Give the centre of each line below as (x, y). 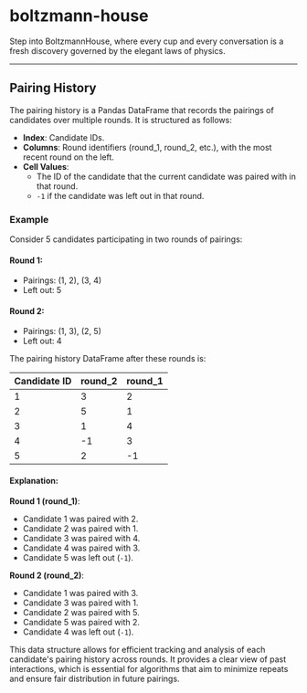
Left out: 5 (42, 290)
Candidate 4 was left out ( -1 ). (78, 632)
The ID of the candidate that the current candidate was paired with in (166, 176)
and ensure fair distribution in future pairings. (95, 678)
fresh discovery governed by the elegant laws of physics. (117, 50)
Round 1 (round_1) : (45, 501)
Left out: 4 (42, 341)
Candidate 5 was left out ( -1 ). (78, 557)
